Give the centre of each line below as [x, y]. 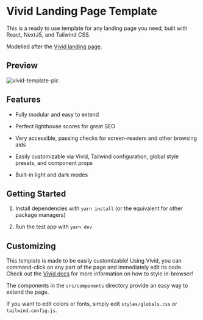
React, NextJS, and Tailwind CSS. [48, 34]
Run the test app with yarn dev [54, 227]
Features [23, 100]
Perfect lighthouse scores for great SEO [65, 126]
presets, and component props [54, 162]
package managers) [40, 215]
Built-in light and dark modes [52, 175]
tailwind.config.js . [32, 310]
